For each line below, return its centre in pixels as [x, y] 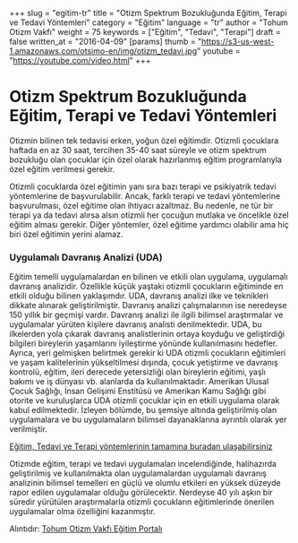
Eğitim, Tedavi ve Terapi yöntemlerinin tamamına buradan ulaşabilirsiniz [141, 446]
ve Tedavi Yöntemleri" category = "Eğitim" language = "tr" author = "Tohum [149, 22]
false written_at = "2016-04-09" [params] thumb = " [106, 41]
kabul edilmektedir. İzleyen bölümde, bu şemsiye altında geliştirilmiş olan [143, 410]
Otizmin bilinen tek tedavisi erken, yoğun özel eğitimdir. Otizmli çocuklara [144, 140]
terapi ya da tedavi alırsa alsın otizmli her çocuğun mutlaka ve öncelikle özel [149, 215]
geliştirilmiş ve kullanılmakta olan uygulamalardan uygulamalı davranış [138, 473]
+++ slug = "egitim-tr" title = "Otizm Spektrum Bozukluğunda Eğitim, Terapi [149, 13]
